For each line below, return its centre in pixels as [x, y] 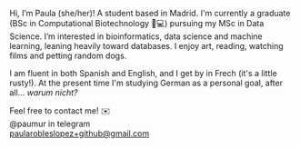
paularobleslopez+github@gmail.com [80, 133]
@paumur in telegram [50, 123]
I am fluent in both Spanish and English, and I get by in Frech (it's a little [143, 73]
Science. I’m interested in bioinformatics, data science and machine [136, 36]
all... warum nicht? [44, 93]
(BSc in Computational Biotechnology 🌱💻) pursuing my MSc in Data [137, 23]
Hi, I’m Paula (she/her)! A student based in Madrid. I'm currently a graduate [150, 13]
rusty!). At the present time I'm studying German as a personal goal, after [146, 83]
